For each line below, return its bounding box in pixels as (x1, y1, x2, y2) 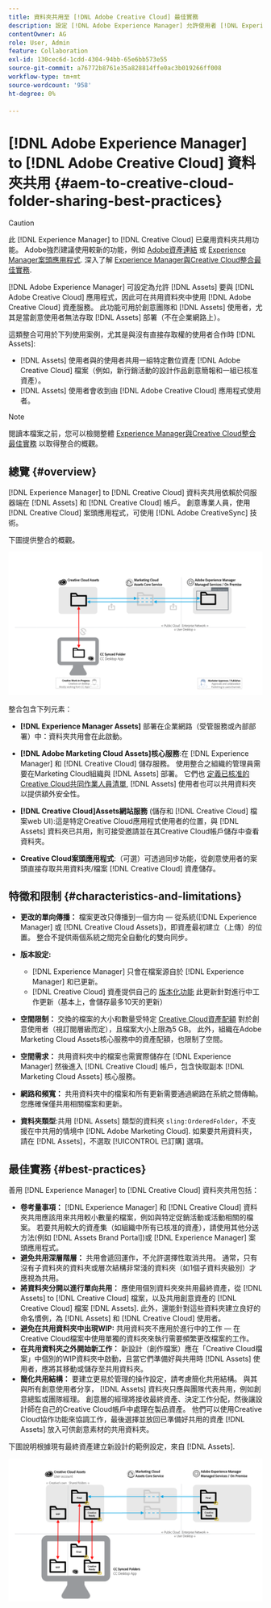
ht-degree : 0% (8, 90, 56, 98)
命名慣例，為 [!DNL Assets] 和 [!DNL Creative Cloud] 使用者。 (19, 1313, 226, 1324)
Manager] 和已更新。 (31, 977, 102, 987)
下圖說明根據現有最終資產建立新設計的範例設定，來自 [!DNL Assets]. (8, 1442, 236, 1451)
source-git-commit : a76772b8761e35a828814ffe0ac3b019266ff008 (8, 65, 222, 73)
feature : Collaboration (8, 47, 89, 56)
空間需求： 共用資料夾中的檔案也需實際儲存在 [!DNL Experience (19, 1052, 231, 1061)
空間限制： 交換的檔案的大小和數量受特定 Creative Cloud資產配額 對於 (19, 1014, 252, 1024)
